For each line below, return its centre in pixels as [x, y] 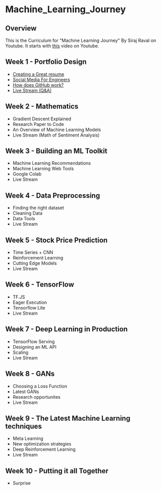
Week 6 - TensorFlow [40, 285]
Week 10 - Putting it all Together [57, 471]
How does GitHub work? [38, 85]
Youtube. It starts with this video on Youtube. [52, 46]
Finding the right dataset [38, 208]
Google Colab [27, 174]
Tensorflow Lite [29, 307]
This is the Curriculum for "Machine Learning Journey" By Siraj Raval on [81, 40]
